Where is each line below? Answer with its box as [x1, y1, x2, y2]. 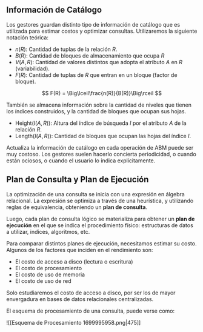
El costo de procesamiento [15, 264, 82, 271]
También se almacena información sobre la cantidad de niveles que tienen [6, 101, 192, 108]
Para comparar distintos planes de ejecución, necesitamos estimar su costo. [6, 239, 197, 247]
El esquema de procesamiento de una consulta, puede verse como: [6, 307, 175, 314]
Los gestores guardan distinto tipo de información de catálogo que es [6, 21, 181, 28]
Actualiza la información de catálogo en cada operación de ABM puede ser [6, 144, 194, 151]
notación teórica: [6, 33, 48, 41]
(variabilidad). [15, 65, 50, 72]
